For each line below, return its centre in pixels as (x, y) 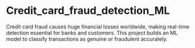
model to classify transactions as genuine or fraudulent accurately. (87, 39)
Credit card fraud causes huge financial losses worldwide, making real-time (98, 27)
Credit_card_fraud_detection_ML (88, 11)
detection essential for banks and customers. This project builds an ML (92, 32)
